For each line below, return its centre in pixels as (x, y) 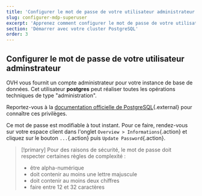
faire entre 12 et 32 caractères (67, 187)
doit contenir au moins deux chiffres (75, 180)
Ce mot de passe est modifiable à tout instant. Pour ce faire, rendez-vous (97, 125)
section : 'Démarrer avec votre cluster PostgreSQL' (72, 29)
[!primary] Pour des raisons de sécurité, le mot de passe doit (96, 150)
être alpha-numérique (57, 168)
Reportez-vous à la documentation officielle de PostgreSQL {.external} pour (99, 107)
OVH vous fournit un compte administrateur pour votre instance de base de (99, 83)
